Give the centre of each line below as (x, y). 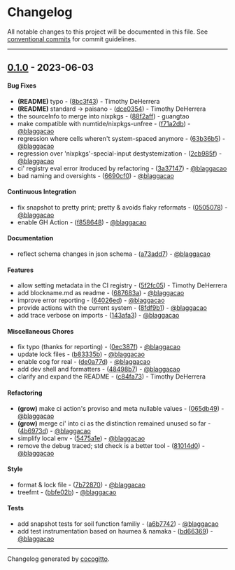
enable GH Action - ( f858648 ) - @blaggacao (82, 222)
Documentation (30, 238)
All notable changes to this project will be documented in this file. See (108, 32)
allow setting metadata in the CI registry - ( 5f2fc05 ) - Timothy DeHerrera (122, 285)
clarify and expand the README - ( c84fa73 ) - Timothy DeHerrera (112, 376)
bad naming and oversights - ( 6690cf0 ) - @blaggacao (96, 175)
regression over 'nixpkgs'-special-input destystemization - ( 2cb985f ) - (120, 153)
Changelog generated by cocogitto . (58, 559)
